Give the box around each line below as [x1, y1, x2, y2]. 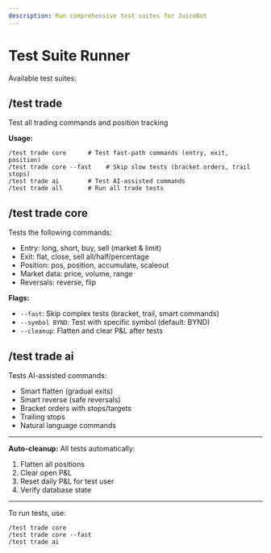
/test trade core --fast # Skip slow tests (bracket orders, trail [8, 163, 251, 172]
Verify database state [19, 485, 92, 494]
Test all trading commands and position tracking [8, 118, 169, 127]
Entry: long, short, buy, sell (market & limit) [19, 243, 162, 253]
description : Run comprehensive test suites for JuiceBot [8, 11, 207, 20]
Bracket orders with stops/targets [19, 404, 131, 413]
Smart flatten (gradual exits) [19, 386, 114, 396]
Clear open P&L [19, 468, 73, 477]
